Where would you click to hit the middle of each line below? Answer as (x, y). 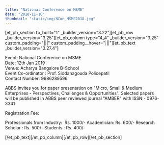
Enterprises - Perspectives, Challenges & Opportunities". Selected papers (80, 93)
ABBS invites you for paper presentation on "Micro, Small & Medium (74, 88)
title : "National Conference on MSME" (45, 10)
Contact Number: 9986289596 (36, 78)
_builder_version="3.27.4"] (32, 48)
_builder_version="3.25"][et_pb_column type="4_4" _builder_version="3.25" (82, 38)
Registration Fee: (22, 113)
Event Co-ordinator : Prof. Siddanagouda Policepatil (57, 73)
